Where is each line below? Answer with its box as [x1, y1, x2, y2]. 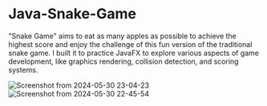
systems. [8, 65, 38, 74]
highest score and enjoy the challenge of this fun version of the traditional [8, 39, 253, 49]
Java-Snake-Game [8, 5, 136, 23]
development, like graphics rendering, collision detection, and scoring [8, 57, 239, 66]
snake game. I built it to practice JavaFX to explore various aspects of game [8, 48, 259, 57]
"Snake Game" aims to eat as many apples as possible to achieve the [8, 31, 237, 41]
